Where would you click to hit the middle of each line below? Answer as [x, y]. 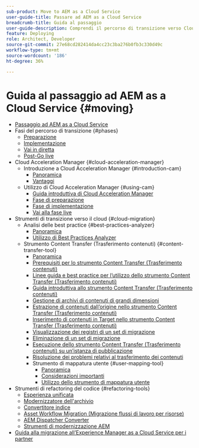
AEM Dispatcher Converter [56, 420]
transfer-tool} [40, 250]
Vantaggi [43, 181]
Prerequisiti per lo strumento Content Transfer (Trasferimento [107, 263]
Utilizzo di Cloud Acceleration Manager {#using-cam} [89, 188]
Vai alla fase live [52, 212]
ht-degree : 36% [25, 61]
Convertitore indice [47, 407]
